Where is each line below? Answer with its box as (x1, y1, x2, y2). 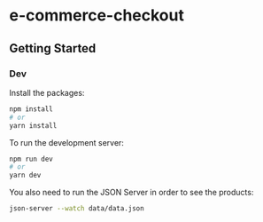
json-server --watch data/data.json (9, 204, 144, 213)
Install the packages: (9, 87, 85, 98)
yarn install (9, 121, 58, 130)
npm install (9, 104, 53, 114)
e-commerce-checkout (9, 5, 184, 26)
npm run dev (9, 155, 53, 163)
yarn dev (9, 170, 42, 180)
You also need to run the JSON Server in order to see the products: (9, 187, 254, 198)
